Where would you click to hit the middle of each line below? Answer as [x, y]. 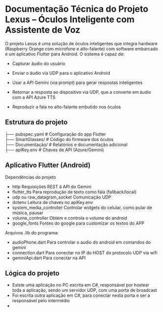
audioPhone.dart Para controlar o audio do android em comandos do [81, 242]
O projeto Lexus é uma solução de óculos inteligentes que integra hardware [81, 43]
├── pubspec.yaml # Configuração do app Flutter [56, 134]
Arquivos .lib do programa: [32, 232]
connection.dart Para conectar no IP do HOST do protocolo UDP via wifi [85, 253]
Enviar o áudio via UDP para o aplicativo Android [61, 73]
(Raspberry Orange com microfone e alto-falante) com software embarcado [81, 49]
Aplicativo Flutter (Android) [48, 165]
